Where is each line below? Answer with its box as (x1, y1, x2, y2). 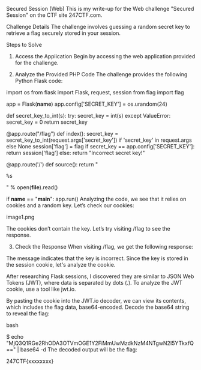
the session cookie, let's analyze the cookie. (6, 261, 116, 268)
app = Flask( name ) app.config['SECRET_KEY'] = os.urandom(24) (6, 100, 168, 108)
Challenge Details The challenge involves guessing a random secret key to (6, 23, 191, 30)
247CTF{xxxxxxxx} (6, 357, 54, 365)
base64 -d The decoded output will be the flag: (20, 346, 137, 353)
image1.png (6, 213, 35, 220)
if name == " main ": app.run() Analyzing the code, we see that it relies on (6, 195, 187, 202)
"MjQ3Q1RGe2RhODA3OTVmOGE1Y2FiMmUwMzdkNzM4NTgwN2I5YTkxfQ (6, 339, 194, 347)
